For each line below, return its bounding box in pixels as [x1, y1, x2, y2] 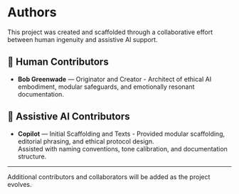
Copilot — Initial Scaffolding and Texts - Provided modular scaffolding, [17, 129, 225, 138]
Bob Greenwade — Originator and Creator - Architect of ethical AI [17, 75, 212, 83]
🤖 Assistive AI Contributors [7, 111, 130, 123]
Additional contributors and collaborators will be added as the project [7, 172, 211, 181]
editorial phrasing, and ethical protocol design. [17, 136, 154, 146]
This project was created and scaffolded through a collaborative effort [7, 28, 213, 36]
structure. [17, 152, 47, 161]
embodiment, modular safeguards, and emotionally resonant [17, 82, 195, 91]
